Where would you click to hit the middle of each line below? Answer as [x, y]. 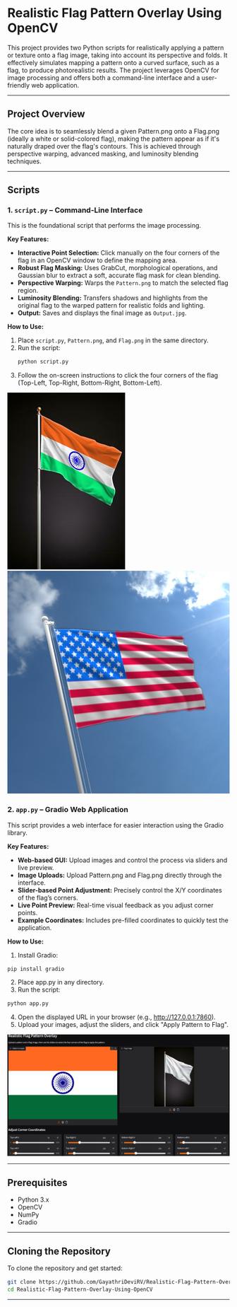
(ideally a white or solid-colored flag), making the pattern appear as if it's [114, 139]
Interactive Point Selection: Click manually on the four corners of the [119, 253]
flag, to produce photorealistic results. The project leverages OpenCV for [114, 70]
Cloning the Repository [59, 1251]
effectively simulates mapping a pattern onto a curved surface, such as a [114, 62]
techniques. [24, 161]
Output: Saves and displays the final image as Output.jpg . [102, 313]
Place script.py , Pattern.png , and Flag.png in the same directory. [113, 340]
